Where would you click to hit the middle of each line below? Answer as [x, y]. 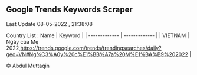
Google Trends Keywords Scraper [69, 10]
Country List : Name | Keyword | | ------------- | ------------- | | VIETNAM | [98, 35]
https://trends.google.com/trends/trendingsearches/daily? [91, 48]
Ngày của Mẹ [22, 41]
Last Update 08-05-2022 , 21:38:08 [50, 24]
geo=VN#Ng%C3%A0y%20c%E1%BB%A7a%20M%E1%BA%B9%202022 [97, 54]
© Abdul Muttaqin [28, 66]
